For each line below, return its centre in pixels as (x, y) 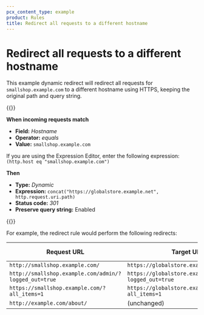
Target (181, 252)
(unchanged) (146, 303)
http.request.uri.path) (45, 197)
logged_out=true (33, 280)
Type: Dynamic (34, 185)
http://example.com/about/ (48, 303)
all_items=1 (27, 294)
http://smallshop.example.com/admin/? (65, 274)
